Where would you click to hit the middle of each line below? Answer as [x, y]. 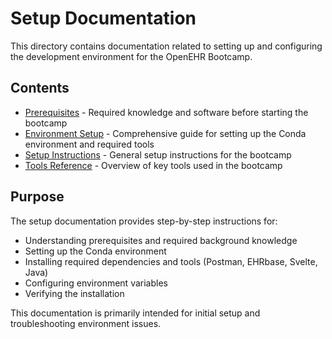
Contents [40, 88]
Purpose [37, 197]
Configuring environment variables [96, 283]
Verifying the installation [74, 293]
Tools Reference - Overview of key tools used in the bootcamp [153, 165]
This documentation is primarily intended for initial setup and [135, 313]
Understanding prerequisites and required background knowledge [161, 240]
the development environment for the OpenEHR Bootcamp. [131, 56]
